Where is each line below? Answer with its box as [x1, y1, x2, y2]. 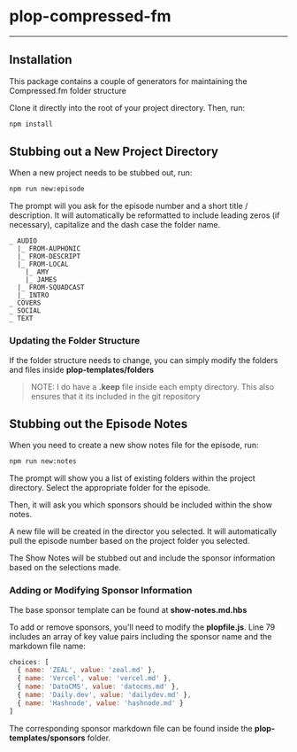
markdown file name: [9, 640, 87, 651]
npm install [9, 120, 53, 128]
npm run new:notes [9, 457, 77, 466]
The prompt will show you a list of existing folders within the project [9, 473, 256, 484]
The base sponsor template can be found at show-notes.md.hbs [9, 604, 247, 615]
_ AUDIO [9, 236, 38, 245]
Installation [9, 52, 72, 67]
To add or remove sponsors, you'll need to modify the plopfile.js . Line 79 [9, 622, 276, 632]
